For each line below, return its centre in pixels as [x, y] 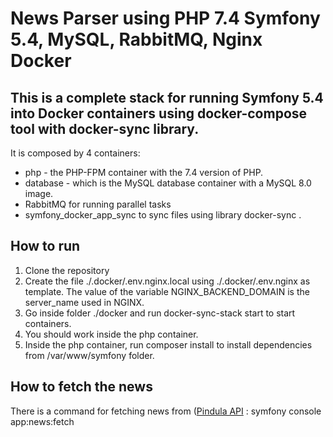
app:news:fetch [42, 421]
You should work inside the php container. [111, 334]
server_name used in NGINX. [84, 302]
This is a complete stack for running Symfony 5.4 [167, 97]
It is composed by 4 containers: [75, 153]
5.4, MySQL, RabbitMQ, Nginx [136, 39]
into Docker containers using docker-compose [159, 113]
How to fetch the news [81, 387]
